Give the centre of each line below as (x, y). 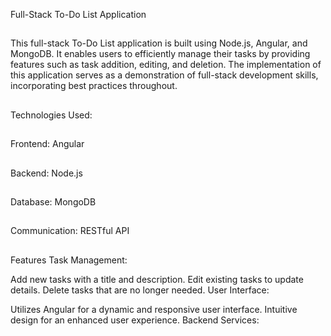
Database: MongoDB (53, 201)
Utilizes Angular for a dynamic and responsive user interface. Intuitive (154, 309)
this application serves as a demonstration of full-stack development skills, (164, 75)
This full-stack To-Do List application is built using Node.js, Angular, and (159, 43)
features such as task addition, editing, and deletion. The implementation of (166, 65)
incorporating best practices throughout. (94, 86)
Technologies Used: (51, 115)
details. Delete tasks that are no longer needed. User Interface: (140, 290)
